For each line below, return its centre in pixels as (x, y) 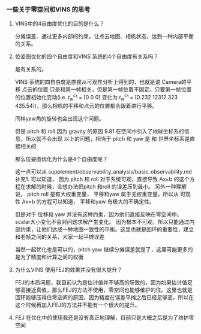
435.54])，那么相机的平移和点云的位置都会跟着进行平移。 (86, 105)
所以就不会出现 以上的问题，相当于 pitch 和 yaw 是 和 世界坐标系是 (108, 138)
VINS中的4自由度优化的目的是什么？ (60, 24)
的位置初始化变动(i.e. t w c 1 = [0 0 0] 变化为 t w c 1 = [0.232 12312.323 (96, 98)
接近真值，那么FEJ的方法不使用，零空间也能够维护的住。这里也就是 (109, 290)
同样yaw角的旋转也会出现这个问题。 (59, 119)
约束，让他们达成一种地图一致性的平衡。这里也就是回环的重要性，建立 (107, 229)
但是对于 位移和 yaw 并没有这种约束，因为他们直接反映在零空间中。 (98, 214)
